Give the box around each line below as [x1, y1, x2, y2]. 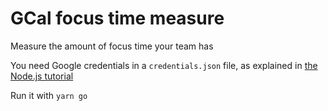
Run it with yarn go [10, 89, 88, 101]
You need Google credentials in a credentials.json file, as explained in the [10, 59, 318, 71]
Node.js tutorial [10, 70, 74, 82]
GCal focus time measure [10, 7, 225, 30]
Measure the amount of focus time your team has [10, 40, 214, 52]
